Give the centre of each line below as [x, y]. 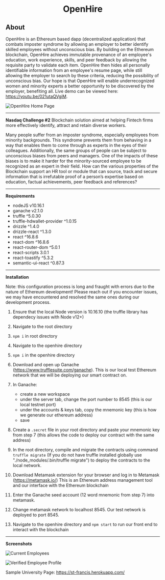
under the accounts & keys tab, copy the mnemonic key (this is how [88, 410]
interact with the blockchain [41, 530]
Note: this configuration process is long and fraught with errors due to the [80, 287]
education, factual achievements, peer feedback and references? [71, 182]
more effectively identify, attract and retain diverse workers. [66, 125]
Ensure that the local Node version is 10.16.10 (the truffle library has [80, 312]
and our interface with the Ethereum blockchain [61, 485]
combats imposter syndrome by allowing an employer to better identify [77, 44]
